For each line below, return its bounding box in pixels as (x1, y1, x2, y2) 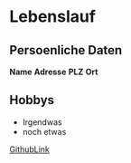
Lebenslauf (9, 6, 97, 27)
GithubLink (9, 143, 50, 155)
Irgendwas (22, 116, 62, 128)
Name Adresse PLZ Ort (9, 66, 98, 77)
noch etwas (22, 126, 67, 137)
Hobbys (9, 92, 55, 108)
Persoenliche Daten (9, 43, 123, 58)
